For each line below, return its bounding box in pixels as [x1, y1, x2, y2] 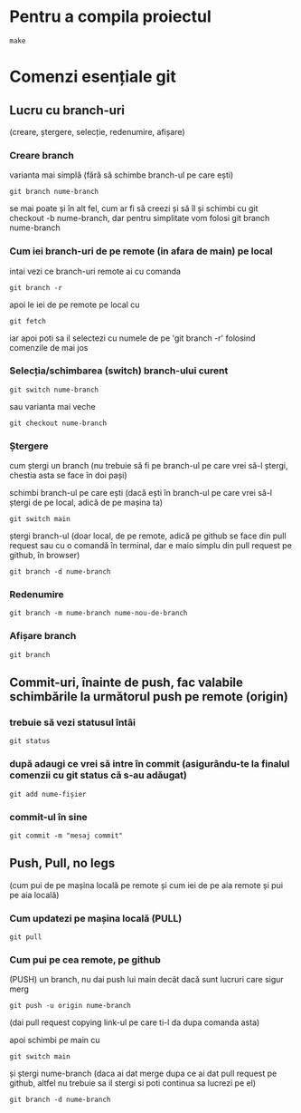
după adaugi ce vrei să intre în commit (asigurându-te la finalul [9, 758, 290, 770]
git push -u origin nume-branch [9, 1002, 131, 1011]
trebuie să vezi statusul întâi [9, 716, 136, 729]
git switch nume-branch [9, 385, 99, 394]
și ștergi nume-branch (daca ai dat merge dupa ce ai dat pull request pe [9, 1068, 277, 1079]
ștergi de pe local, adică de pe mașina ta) [9, 497, 164, 508]
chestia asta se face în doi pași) [9, 469, 128, 481]
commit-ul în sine [9, 810, 88, 823]
